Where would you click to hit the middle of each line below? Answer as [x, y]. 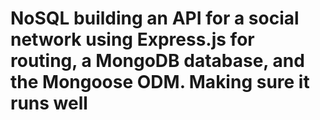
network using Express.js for [132, 39]
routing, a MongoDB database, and [157, 61]
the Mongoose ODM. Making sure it [160, 82]
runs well [49, 103]
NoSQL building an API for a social [155, 18]
